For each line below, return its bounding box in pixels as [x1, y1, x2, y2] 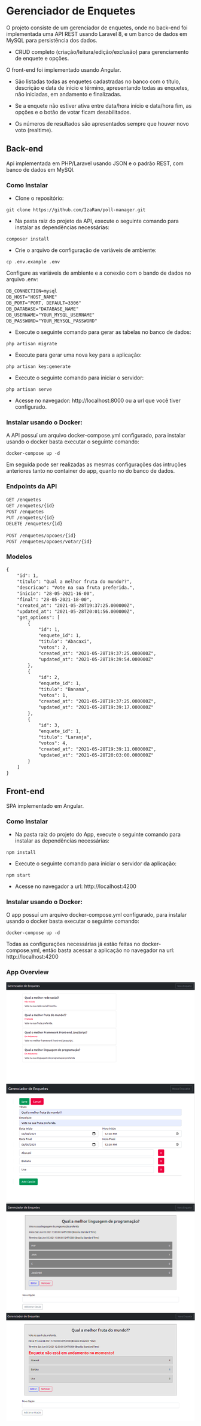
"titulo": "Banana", [38, 686, 90, 692]
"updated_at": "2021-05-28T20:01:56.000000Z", [17, 609, 135, 615]
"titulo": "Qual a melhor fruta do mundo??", [17, 579, 133, 585]
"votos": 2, [38, 644, 68, 650]
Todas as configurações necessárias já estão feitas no [6, 941, 141, 948]
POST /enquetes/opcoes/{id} [6, 533, 77, 539]
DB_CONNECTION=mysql [6, 288, 58, 294]
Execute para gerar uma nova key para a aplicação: [14, 351, 142, 358]
